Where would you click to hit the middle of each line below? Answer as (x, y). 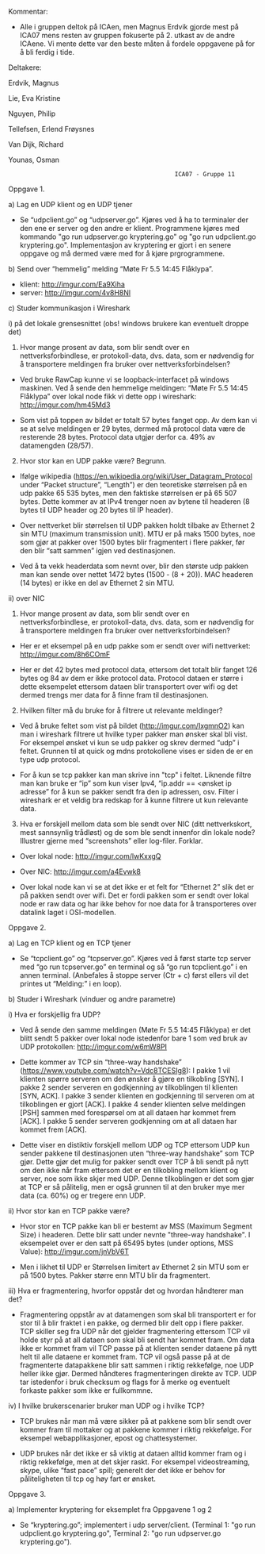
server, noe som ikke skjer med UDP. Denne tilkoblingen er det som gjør (137, 1179)
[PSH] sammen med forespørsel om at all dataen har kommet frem (128, 1113)
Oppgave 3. (27, 1494)
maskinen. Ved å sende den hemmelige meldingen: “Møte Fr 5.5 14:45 (134, 388)
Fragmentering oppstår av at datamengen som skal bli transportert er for (138, 1314)
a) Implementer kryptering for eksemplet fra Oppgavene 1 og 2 (110, 1510)
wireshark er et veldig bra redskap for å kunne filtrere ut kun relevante (134, 800)
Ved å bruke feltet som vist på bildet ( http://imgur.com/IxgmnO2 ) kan (132, 726)
